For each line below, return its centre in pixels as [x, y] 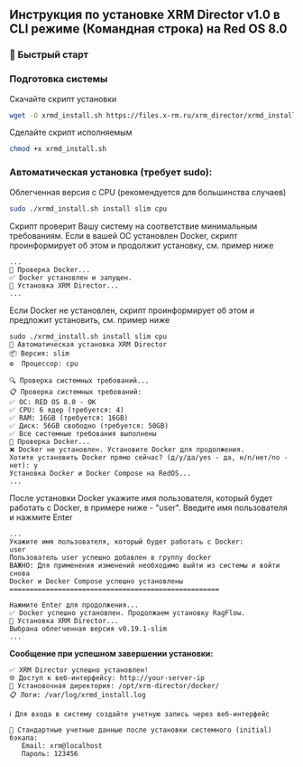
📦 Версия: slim [40, 353]
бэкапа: [24, 738]
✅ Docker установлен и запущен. [71, 278]
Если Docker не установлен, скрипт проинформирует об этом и [132, 310]
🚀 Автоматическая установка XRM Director [88, 344]
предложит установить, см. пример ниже [90, 319]
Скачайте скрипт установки [63, 99]
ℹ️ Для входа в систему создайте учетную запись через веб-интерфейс [140, 714]
